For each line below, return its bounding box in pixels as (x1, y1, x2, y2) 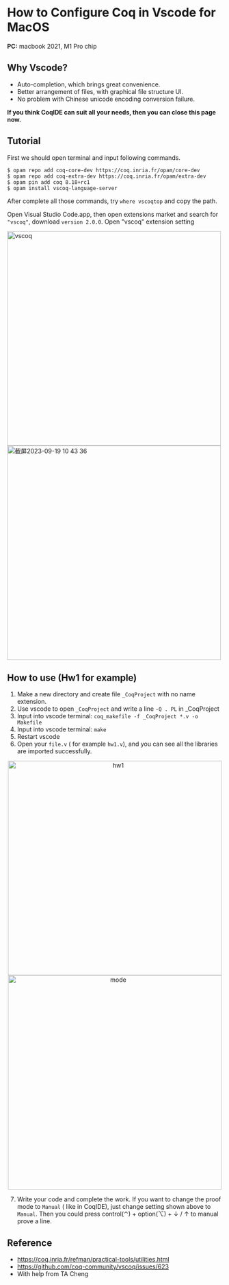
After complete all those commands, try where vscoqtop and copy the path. (7, 197, 217, 205)
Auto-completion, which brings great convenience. (16, 80, 161, 89)
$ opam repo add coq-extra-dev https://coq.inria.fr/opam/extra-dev (7, 173, 206, 180)
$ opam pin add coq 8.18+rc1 (7, 178, 90, 186)
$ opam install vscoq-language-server (7, 185, 118, 191)
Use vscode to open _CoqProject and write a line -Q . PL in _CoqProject (16, 705, 220, 713)
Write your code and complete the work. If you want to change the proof (16, 1195, 221, 1203)
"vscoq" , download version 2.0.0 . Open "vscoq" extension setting (7, 217, 195, 226)
